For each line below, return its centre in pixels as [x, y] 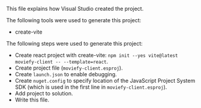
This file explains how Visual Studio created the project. [75, 9]
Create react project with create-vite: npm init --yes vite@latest [96, 55]
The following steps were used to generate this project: [74, 43]
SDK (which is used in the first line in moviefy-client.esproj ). [91, 87]
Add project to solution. [44, 93]
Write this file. [32, 100]
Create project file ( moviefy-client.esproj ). [69, 68]
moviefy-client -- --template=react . [61, 61]
